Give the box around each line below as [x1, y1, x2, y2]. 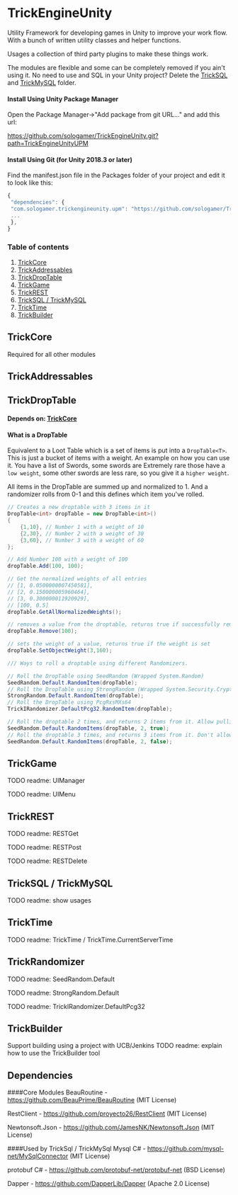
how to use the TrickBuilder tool [7, 1049, 101, 1058]
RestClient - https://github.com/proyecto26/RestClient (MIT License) [7, 1109, 208, 1118]
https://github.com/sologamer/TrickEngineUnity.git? [7, 132, 159, 140]
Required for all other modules [7, 350, 96, 358]
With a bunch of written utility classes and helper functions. [7, 35, 181, 44]
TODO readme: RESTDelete [7, 857, 88, 865]
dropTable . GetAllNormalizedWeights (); [7, 608, 122, 615]
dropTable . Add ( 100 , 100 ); [7, 563, 84, 570]
